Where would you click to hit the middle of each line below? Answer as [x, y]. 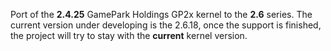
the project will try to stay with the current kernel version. [129, 35]
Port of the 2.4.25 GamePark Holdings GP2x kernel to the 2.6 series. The [161, 14]
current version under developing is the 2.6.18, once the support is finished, [166, 25]
